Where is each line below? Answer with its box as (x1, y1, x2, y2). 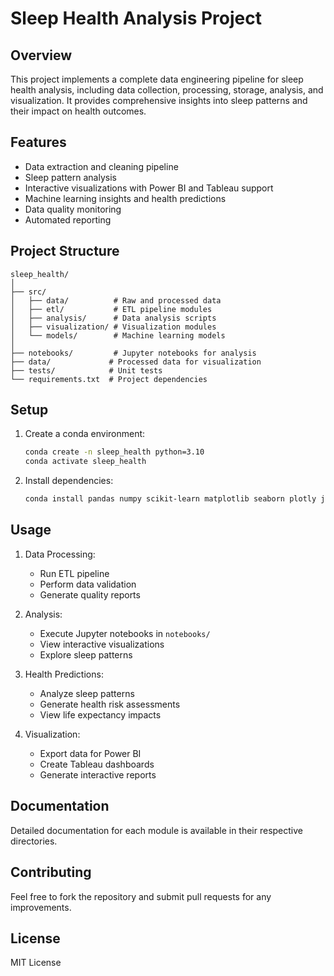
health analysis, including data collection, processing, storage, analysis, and (10, 84, 324, 96)
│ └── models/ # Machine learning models (10, 330, 226, 341)
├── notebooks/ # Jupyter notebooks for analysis (10, 348, 257, 358)
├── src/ (10, 287, 47, 297)
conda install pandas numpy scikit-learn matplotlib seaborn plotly (24, 494, 317, 504)
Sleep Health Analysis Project (10, 7, 263, 30)
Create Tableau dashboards (39, 758, 155, 770)
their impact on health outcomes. (10, 105, 147, 117)
